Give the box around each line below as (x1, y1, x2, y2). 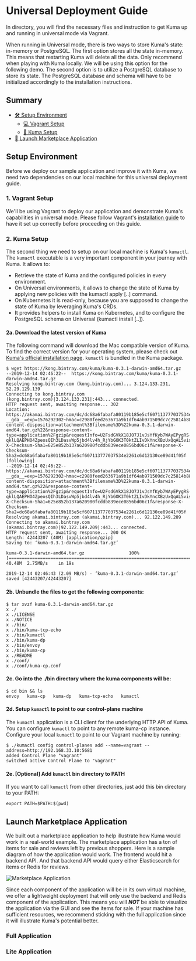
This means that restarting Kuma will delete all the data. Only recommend (6, 53, 183, 60)
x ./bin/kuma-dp (6, 637, 45, 643)
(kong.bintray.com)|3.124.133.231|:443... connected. (6, 397, 140, 403)
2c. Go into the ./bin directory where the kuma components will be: (6, 675, 171, 682)
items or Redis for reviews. (6, 863, 70, 870)
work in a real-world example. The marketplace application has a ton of (6, 838, 178, 845)
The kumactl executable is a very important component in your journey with (6, 254, 187, 261)
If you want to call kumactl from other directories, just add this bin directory (6, 783, 187, 790)
